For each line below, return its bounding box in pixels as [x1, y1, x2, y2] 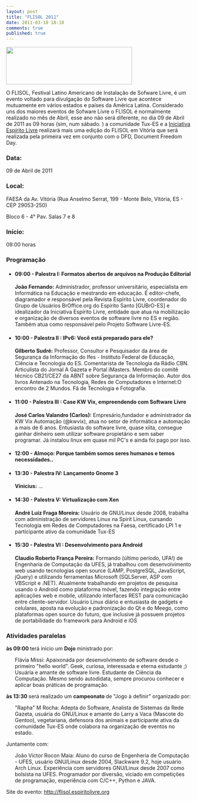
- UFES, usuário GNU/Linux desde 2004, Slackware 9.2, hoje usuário [14, 758, 182, 765]
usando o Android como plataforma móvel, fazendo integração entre [14, 586, 181, 593]
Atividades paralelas [6, 632, 66, 640]
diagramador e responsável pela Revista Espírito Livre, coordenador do [14, 296, 187, 303]
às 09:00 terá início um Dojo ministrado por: [6, 645, 113, 652]
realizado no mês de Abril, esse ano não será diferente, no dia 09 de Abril [6, 114, 185, 121]
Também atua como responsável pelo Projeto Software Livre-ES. [14, 321, 172, 328]
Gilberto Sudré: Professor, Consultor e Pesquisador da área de [14, 348, 168, 355]
